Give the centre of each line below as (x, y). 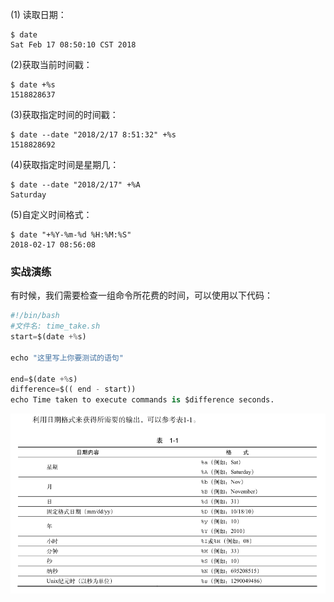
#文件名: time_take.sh (55, 326)
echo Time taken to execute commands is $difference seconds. (142, 400)
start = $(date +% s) (48, 337)
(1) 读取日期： (38, 14)
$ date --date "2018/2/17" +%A (75, 185)
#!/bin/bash (35, 316)
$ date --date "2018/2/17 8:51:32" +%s (93, 135)
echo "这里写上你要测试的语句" (67, 358)
